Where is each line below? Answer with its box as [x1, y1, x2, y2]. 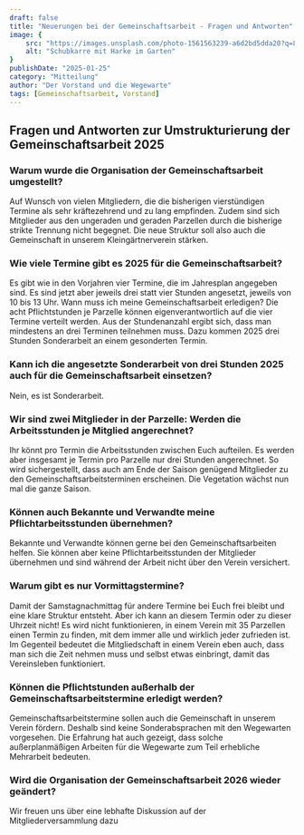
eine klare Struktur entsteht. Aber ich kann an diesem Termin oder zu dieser [9, 609, 292, 621]
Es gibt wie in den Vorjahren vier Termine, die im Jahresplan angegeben [9, 277, 278, 288]
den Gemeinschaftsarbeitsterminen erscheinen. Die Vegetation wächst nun [9, 473, 290, 485]
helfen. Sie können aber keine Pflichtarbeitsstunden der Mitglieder [9, 548, 256, 558]
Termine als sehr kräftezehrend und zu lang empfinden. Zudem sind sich [9, 206, 280, 217]
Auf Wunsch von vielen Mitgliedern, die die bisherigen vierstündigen [9, 196, 265, 207]
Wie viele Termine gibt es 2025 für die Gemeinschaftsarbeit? [9, 257, 283, 270]
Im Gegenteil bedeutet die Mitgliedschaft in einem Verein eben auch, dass [9, 638, 285, 649]
